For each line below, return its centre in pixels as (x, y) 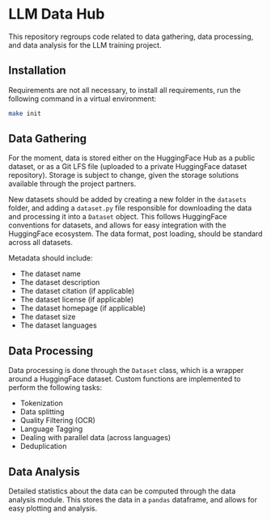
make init (25, 113)
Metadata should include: (51, 258)
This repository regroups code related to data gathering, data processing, (131, 36)
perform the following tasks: (55, 388)
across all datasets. (40, 243)
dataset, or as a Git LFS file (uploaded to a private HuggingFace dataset (128, 167)
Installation (37, 71)
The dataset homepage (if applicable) (83, 308)
